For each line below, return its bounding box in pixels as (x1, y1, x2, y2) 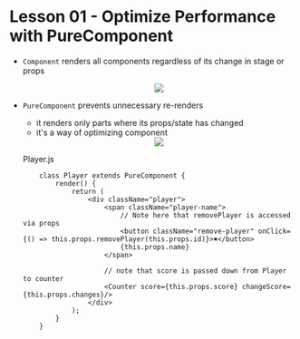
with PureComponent (9, 25, 174, 46)
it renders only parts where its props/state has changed (35, 117, 244, 128)
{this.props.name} (120, 242, 190, 251)
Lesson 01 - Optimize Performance (9, 6, 276, 27)
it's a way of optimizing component (35, 127, 168, 138)
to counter (22, 274, 64, 283)
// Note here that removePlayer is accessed (120, 210, 292, 219)
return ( (71, 187, 104, 196)
